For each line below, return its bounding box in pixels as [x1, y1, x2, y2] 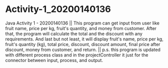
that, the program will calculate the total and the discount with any [5, 30, 143, 36]
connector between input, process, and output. [5, 57, 103, 63]
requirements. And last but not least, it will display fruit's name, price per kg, [5, 36, 164, 42]
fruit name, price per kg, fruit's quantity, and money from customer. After [5, 25, 157, 31]
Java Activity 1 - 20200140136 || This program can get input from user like [5, 20, 160, 26]
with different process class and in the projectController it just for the [5, 51, 149, 58]
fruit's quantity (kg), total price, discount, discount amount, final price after [5, 41, 160, 47]
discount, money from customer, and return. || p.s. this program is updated [5, 46, 160, 52]
